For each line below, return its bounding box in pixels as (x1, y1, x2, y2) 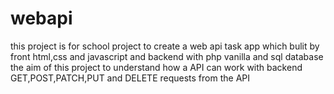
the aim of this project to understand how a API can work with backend (10, 61, 303, 73)
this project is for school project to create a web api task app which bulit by (10, 40, 320, 52)
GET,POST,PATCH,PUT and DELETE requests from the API (10, 72, 251, 84)
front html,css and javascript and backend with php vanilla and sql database (10, 50, 324, 62)
